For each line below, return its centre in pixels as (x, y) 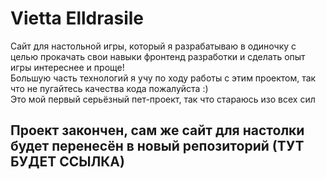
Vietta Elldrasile (77, 18)
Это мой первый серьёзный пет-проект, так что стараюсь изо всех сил (163, 99)
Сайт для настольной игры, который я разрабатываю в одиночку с (153, 46)
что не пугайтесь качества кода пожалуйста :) (109, 88)
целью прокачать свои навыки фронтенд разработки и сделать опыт (158, 56)
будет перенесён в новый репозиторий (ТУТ (157, 146)
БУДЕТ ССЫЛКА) (67, 162)
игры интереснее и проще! (67, 67)
